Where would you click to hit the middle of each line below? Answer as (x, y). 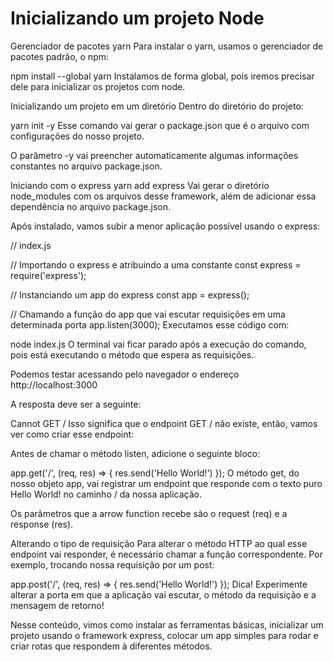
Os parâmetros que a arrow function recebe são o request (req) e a (149, 513)
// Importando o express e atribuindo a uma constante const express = (156, 264)
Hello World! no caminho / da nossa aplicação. (106, 494)
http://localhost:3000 (54, 384)
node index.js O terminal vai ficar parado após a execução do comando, (158, 344)
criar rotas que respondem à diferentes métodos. (111, 646)
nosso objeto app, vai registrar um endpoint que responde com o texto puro (166, 483)
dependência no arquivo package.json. (90, 206)
